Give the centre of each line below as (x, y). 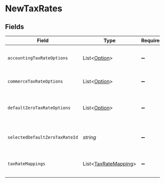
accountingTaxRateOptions (38, 58)
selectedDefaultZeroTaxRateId (43, 137)
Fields (15, 27)
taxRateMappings (27, 164)
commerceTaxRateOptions (35, 81)
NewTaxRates (34, 9)
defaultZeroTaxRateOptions (39, 108)
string (90, 137)
